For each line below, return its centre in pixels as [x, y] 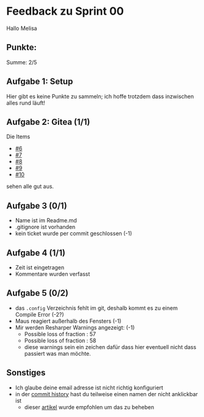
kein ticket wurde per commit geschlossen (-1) [74, 233]
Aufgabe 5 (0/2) [38, 293]
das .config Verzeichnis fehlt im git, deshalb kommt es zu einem [97, 308]
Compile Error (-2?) [39, 314]
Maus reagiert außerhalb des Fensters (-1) [68, 321]
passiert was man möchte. [58, 353]
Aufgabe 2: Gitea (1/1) [48, 122]
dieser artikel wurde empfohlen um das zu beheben [89, 407]
